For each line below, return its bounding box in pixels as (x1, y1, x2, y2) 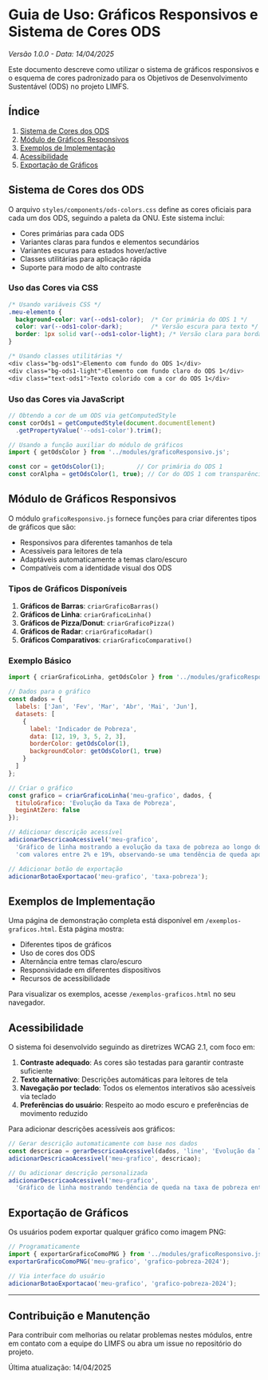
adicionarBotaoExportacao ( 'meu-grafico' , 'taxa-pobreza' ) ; (8, 872, 209, 881)
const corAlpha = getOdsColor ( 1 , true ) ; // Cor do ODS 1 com (8, 470, 216, 478)
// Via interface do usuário (8, 1272, 105, 1280)
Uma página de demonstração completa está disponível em (8, 916, 204, 926)
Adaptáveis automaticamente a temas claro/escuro (19, 554, 187, 564)
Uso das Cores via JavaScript (8, 394, 125, 405)
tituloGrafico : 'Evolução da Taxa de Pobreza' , (15, 798, 177, 807)
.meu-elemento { (8, 308, 62, 316)
